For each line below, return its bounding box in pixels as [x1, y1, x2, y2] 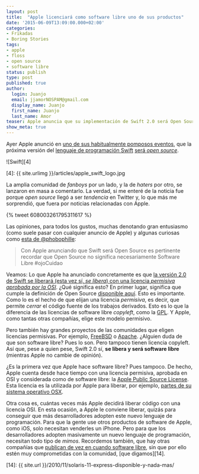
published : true [6, 80, 46, 86]
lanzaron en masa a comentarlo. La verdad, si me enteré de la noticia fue [6, 188, 184, 194]
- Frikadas [6, 31, 33, 37]
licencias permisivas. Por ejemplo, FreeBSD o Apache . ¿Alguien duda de [6, 333, 182, 340]
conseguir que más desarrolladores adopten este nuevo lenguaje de [6, 412, 173, 419]
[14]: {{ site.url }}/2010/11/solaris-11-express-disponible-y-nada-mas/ [6, 462, 175, 468]
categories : [6, 25, 36, 31]
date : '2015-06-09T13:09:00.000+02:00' [6, 20, 105, 25]
